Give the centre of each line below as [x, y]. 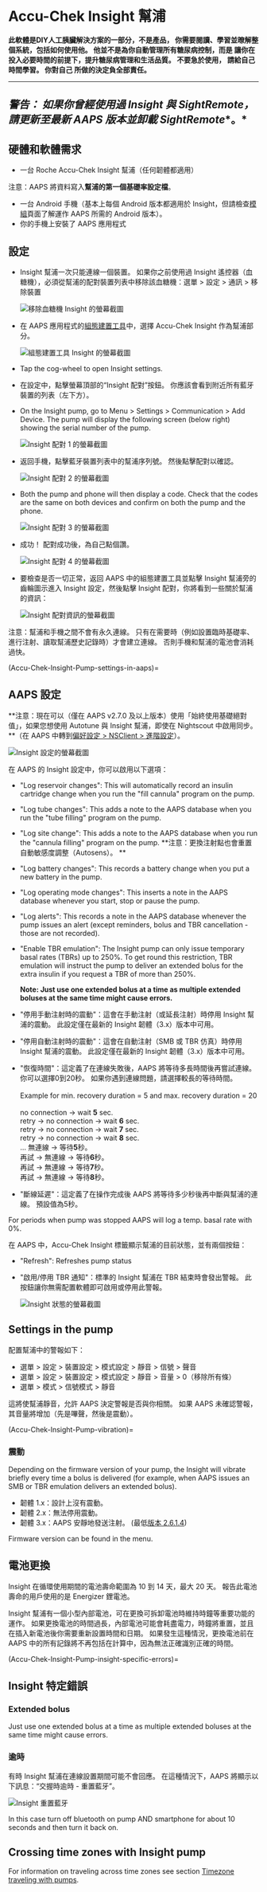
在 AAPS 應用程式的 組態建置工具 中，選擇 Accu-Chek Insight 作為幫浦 [133, 325]
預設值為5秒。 [59, 1204]
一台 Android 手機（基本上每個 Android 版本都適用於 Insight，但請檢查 [135, 204]
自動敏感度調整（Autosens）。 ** [73, 852]
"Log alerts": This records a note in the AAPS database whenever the [133, 916]
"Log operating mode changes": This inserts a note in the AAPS [124, 892]
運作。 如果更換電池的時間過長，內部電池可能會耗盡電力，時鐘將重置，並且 [131, 1623]
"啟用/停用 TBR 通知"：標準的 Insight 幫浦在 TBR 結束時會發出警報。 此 [136, 1277]
